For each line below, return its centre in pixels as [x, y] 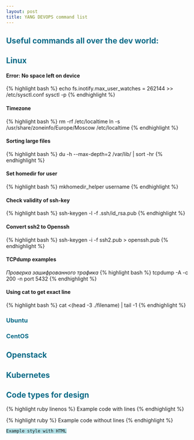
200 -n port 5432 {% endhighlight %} [52, 279]
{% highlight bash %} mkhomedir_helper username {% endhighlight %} [92, 187]
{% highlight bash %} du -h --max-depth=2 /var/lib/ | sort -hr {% [84, 154]
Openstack [27, 355]
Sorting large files [28, 141]
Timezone [18, 109]
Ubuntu [17, 320]
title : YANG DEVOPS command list [47, 17]
